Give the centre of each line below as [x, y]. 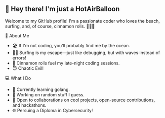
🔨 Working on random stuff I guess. [48, 94]
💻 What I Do [18, 78]
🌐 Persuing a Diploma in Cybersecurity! [52, 110]
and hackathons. [29, 105]
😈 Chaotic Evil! [28, 68]
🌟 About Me [17, 35]
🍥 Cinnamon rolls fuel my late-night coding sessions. [66, 63]
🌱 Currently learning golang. [41, 89]
